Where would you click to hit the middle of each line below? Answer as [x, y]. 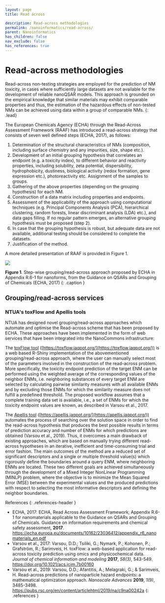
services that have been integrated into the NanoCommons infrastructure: [80, 338]
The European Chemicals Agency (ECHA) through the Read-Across [73, 125]
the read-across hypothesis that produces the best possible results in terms [82, 425]
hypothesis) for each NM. [38, 192]
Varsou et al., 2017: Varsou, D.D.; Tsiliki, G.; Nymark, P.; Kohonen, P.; [81, 544]
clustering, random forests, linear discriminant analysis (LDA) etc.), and [84, 212]
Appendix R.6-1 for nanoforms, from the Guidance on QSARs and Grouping [81, 277]
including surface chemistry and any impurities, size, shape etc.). [78, 150]
